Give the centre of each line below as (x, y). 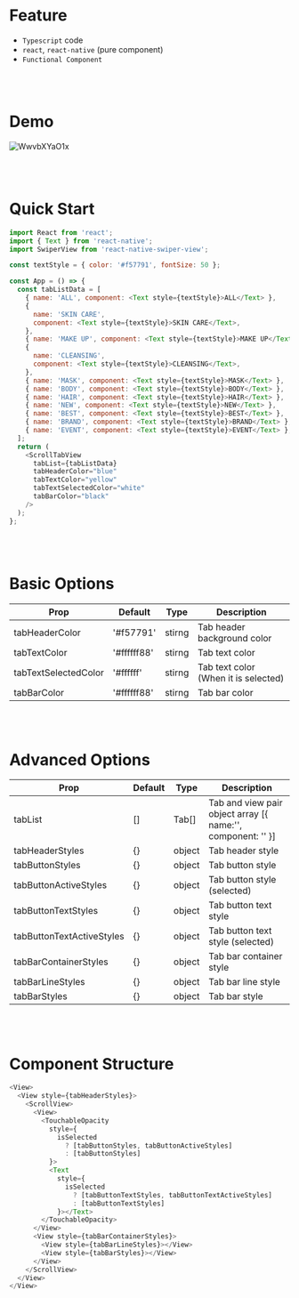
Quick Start (52, 209)
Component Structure (92, 1064)
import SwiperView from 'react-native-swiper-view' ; (109, 249)
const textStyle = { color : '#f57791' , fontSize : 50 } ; (115, 265)
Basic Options (62, 583)
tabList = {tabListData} (75, 464)
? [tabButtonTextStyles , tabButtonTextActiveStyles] (173, 1195)
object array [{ (238, 814)
